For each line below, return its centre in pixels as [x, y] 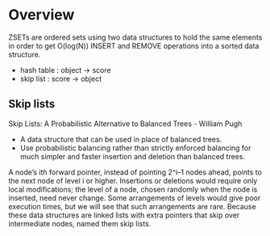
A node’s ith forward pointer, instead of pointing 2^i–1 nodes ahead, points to [135, 172]
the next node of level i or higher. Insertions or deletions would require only [133, 180]
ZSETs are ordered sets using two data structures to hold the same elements [135, 37]
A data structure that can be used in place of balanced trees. [121, 139]
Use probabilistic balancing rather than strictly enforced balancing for [135, 148]
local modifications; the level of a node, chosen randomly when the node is [133, 189]
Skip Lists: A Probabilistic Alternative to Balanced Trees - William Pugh [125, 124]
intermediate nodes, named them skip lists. [80, 223]
